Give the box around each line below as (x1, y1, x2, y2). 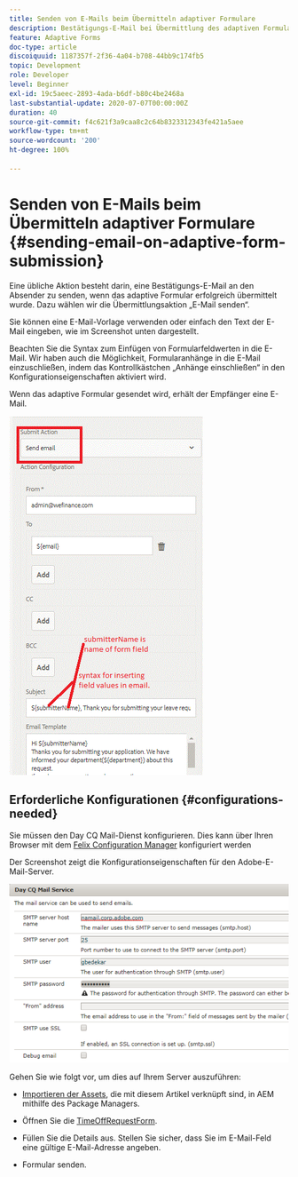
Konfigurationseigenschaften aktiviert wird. (9, 371, 167, 382)
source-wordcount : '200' (9, 136, 101, 146)
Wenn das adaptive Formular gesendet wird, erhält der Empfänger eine (9, 388, 269, 399)
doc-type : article (9, 43, 77, 52)
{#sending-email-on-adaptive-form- (9, 232, 286, 252)
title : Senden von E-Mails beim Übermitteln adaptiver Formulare (9, 14, 255, 23)
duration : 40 (9, 107, 58, 117)
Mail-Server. (9, 866, 55, 877)
